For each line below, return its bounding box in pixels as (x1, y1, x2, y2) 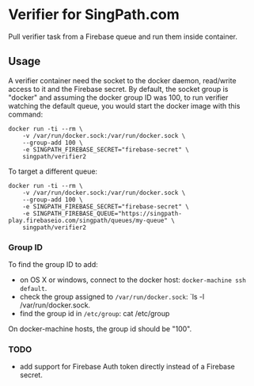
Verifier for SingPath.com (8, 6, 180, 24)
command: (8, 109, 44, 119)
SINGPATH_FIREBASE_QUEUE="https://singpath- (32, 209, 182, 217)
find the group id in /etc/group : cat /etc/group (19, 309, 170, 319)
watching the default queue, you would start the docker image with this (8, 101, 241, 110)
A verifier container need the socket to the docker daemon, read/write (8, 75, 237, 85)
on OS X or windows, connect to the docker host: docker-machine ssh (19, 275, 247, 285)
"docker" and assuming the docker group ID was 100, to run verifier (8, 93, 229, 102)
